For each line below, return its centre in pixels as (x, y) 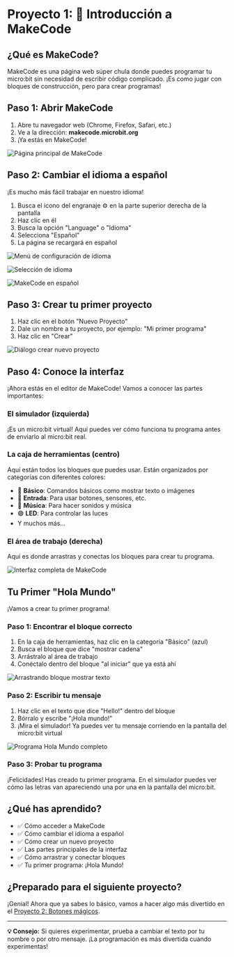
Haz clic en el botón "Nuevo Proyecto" (72, 321)
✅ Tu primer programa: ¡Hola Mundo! (70, 865)
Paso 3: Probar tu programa (55, 764)
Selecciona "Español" (48, 235)
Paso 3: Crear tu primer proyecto (80, 305)
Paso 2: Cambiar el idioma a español (87, 175)
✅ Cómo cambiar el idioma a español (70, 833)
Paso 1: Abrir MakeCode (60, 108)
